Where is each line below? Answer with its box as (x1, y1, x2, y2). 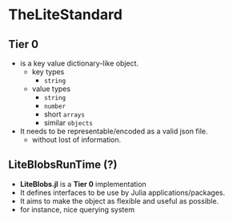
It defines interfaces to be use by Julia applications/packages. (19, 188, 226, 197)
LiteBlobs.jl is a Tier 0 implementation (19, 179, 147, 188)
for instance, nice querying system (19, 204, 135, 214)
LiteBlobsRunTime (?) (8, 158, 118, 172)
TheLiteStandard (8, 6, 123, 24)
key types (31, 67, 65, 77)
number (43, 102, 66, 110)
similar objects (43, 118, 94, 127)
